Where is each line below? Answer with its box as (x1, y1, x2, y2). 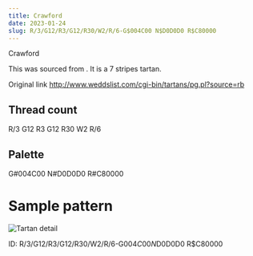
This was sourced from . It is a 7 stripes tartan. (8, 64, 162, 74)
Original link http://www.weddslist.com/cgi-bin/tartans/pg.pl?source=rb (8, 79, 245, 89)
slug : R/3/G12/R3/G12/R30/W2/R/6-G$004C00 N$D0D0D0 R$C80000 (8, 26, 217, 35)
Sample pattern (8, 197, 114, 215)
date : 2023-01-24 (8, 19, 66, 27)
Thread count (8, 103, 78, 116)
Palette (8, 148, 45, 161)
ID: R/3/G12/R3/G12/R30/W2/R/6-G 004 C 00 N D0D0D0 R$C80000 (8, 238, 223, 249)
